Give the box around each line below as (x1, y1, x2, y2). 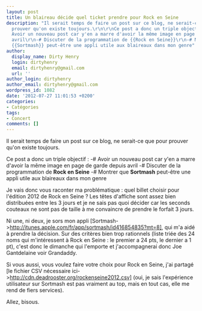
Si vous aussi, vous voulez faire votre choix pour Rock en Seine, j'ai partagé (6, 261, 194, 268)
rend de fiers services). (6, 287, 64, 294)
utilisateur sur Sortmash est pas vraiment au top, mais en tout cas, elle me (6, 280, 190, 287)
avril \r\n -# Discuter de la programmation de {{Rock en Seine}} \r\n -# (11, 37, 192, 43)
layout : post (6, 8, 39, 15)
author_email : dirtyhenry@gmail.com (6, 82, 98, 88)
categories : (6, 98, 36, 104)
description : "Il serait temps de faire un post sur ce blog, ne (6, 20, 173, 26)
